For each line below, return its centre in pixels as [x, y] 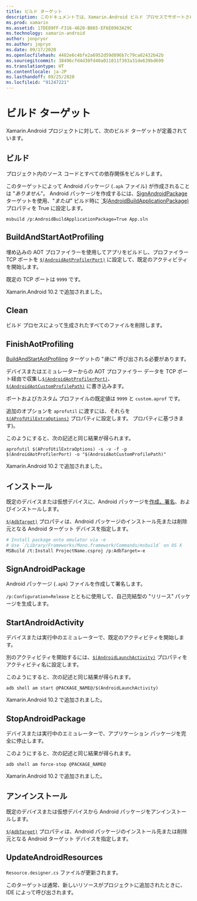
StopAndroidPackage [46, 719]
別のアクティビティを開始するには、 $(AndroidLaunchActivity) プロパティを [97, 657]
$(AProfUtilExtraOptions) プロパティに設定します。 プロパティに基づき [92, 419]
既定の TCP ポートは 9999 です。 [45, 279]
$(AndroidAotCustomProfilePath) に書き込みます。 [67, 386]
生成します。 [37, 604]
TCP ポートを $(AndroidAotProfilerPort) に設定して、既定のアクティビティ [97, 259]
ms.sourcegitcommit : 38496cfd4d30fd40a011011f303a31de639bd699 [85, 60]
